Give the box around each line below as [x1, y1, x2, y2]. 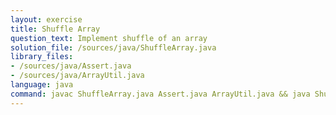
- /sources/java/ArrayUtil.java [10, 71, 145, 81]
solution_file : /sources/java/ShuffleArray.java [10, 42, 217, 53]
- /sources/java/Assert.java [10, 61, 132, 71]
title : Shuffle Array [10, 24, 101, 34]
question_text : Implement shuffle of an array [10, 33, 208, 43]
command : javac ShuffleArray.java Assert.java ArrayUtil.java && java [10, 89, 311, 99]
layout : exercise [10, 14, 83, 25]
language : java [10, 80, 74, 90]
